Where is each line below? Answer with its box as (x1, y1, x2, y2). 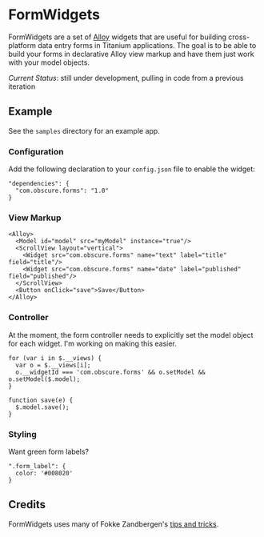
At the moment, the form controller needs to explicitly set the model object (8, 330, 254, 339)
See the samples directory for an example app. (8, 126, 160, 135)
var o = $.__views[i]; (15, 361, 91, 369)
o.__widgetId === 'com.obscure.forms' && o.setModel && (15, 368, 206, 376)
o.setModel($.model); (8, 375, 81, 383)
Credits (8, 498, 46, 511)
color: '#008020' (15, 469, 74, 477)
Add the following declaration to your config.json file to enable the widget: (8, 164, 255, 174)
